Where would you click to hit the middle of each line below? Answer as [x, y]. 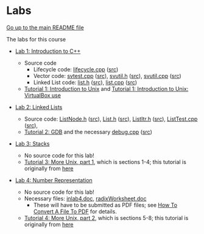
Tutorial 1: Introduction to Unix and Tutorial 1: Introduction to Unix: [106, 88]
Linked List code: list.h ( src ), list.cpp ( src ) [85, 82]
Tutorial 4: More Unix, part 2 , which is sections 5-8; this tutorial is [106, 218]
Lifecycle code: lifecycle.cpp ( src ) [76, 69]
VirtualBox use [42, 95]
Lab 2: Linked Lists [39, 107]
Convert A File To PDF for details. [75, 211]
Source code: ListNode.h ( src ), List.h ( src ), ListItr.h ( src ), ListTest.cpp [111, 119]
